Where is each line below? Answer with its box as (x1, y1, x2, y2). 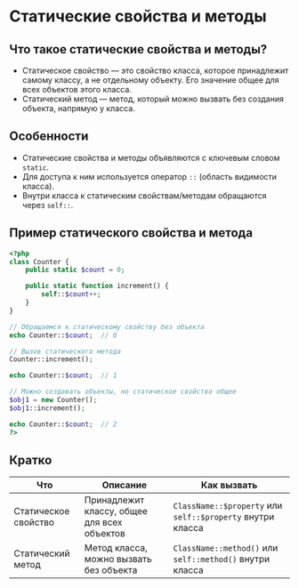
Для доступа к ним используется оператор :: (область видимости (21, 171, 278, 181)
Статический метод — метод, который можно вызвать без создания (21, 93, 285, 104)
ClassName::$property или (173, 500, 283, 512)
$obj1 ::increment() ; (9, 403, 86, 413)
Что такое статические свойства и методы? (9, 42, 268, 57)
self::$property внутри (173, 511, 275, 523)
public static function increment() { (25, 282, 169, 291)
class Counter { (9, 257, 69, 266)
